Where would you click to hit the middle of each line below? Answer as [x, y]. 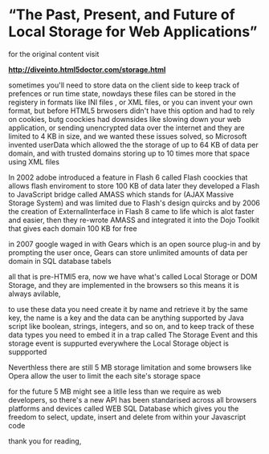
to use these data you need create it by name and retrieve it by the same [128, 309]
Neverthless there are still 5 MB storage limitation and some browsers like [130, 367]
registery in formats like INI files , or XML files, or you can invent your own [130, 102]
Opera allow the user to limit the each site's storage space [104, 375]
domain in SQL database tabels [60, 261]
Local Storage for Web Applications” [133, 32]
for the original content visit [54, 54]
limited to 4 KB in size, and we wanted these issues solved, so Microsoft [128, 136]
